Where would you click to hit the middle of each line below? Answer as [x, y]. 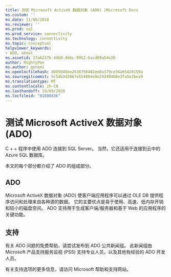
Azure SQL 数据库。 [26, 155]
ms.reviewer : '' [23, 24]
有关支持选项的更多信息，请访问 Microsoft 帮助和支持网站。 [68, 269]
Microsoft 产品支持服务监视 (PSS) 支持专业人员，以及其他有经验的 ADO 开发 [85, 252]
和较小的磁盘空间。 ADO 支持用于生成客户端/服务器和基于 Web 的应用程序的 [86, 208]
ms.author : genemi [25, 67]
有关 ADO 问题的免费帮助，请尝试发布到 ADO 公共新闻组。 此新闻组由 [79, 245]
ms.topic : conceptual [28, 44]
